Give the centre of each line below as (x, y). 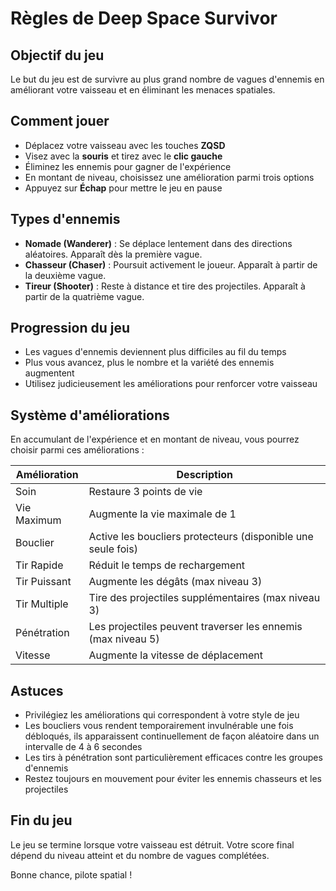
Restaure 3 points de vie (145, 492)
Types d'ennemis (65, 219)
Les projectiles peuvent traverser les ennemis (195, 627)
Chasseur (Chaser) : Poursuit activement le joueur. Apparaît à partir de (171, 264)
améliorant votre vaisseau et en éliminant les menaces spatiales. (143, 90)
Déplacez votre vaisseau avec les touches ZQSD (125, 145)
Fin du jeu (41, 820)
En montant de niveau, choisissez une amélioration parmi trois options (169, 177)
